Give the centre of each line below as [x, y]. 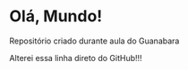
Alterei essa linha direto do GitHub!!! [76, 58]
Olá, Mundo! [56, 16]
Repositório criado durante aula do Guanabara [94, 41]
